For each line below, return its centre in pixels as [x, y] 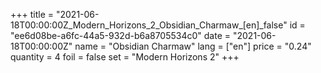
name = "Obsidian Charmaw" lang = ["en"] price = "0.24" [193, 46]
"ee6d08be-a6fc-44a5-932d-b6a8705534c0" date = [121, 35]
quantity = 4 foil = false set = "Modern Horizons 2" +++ [125, 57]
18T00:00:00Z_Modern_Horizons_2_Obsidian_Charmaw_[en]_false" [149, 25]
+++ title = [32, 14]
